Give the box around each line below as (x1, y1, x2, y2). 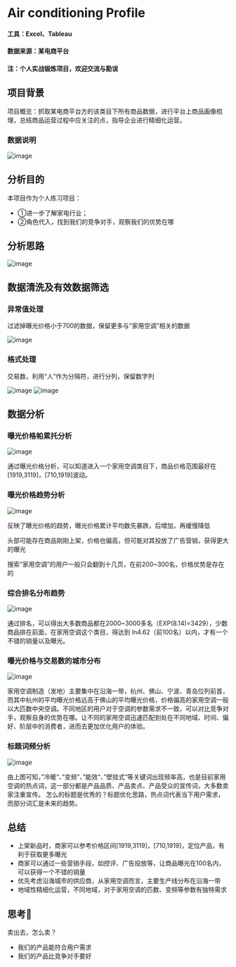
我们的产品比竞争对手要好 (17, 952, 92, 961)
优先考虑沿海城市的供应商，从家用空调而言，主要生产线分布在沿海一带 (17, 877, 221, 885)
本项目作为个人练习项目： (7, 194, 81, 202)
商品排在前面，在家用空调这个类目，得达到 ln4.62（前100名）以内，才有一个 (7, 628, 228, 636)
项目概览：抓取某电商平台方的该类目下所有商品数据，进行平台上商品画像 (7, 107, 216, 116)
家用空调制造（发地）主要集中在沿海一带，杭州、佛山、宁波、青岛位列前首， (7, 687, 229, 695)
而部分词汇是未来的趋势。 (7, 799, 81, 807)
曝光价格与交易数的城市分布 (7, 656, 101, 666)
